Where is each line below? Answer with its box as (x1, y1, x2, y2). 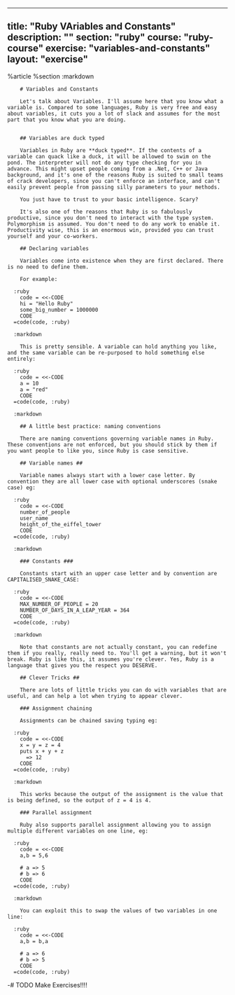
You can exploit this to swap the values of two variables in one (20, 907, 218, 914)
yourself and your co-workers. (7, 233, 99, 240)
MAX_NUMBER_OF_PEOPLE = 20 (20, 601, 99, 608)
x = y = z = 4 (20, 741, 61, 748)
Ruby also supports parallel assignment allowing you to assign (20, 821, 211, 828)
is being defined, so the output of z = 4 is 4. (7, 797, 152, 804)
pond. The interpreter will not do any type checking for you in (7, 159, 201, 166)
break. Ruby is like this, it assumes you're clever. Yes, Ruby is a (7, 656, 215, 663)
